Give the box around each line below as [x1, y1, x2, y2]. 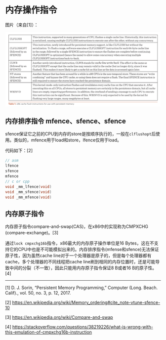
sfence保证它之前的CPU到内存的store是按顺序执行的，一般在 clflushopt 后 [5, 131, 156, 137]
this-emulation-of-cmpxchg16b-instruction [5, 329, 92, 335]
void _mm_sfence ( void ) [5, 189, 52, 194]
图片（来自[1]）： [5, 22, 39, 28]
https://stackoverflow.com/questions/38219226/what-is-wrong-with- [12, 324, 153, 330]
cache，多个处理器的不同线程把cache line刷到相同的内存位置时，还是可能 [5, 259, 156, 265]
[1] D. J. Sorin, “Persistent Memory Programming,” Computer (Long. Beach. [5, 285, 158, 291]
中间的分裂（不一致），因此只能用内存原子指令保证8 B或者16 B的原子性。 [9, 265, 157, 271]
